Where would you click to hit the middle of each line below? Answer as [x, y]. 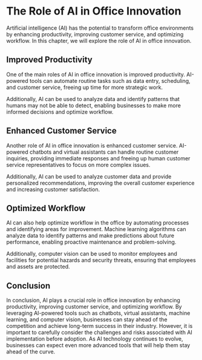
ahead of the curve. [31, 352]
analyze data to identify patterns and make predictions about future [90, 236]
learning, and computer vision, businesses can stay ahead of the [87, 319]
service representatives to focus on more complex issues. [78, 165]
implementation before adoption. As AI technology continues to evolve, [95, 339]
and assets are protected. [38, 267]
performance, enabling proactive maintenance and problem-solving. [91, 242]
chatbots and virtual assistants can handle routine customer [104, 152]
